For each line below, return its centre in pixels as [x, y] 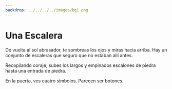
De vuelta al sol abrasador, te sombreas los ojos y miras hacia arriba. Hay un [86, 50]
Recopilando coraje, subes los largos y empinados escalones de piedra [81, 65]
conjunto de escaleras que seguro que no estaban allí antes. [69, 55]
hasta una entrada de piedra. [36, 70]
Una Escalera [34, 35]
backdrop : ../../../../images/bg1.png [47, 10]
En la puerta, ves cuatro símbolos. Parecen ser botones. [64, 81]
